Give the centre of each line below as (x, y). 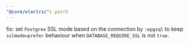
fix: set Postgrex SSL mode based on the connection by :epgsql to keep (95, 29)
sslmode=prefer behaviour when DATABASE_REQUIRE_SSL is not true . (88, 35)
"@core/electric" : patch (37, 12)
